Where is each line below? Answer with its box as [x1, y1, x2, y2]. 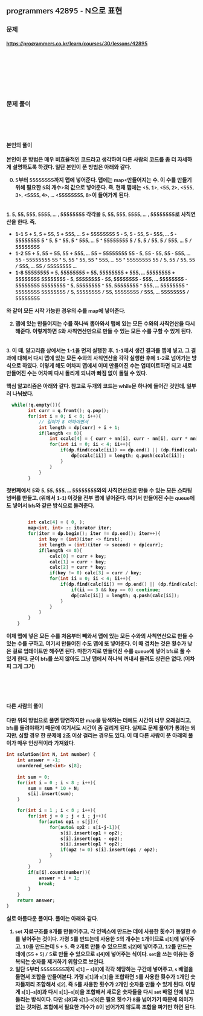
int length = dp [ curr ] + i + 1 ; [38, 424, 120, 431]
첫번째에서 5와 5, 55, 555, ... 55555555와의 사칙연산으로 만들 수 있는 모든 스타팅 [6, 487, 192, 494]
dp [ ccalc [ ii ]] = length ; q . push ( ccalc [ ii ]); [71, 453, 185, 459]
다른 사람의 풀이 [6, 702, 43, 709]
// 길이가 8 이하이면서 [38, 419, 89, 425]
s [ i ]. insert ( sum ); [28, 791, 74, 797]
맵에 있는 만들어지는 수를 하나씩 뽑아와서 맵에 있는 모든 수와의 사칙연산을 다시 [14, 320, 195, 327]
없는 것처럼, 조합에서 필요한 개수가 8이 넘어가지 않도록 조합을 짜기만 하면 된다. [14, 1003, 196, 1011]
